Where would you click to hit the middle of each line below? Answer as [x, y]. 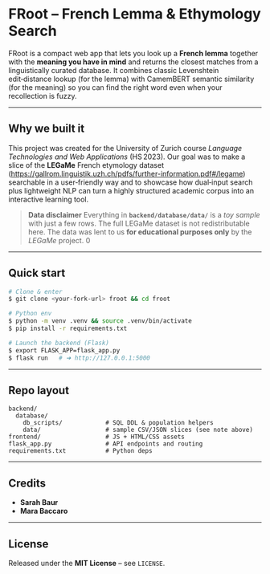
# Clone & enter [35, 291]
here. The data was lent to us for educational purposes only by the [140, 232]
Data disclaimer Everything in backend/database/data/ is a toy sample [144, 214]
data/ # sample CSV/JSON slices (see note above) [138, 430]
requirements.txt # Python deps [80, 451]
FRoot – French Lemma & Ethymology [135, 14]
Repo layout [39, 390]
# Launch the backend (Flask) [59, 343]
